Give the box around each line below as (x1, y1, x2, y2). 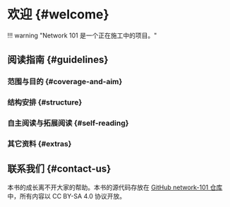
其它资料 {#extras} (7, 139, 72, 149)
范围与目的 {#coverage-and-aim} (7, 77, 123, 87)
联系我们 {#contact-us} (7, 163, 111, 175)
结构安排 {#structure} (7, 97, 83, 107)
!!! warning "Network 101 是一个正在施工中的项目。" (7, 31, 157, 40)
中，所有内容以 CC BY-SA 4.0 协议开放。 (7, 191, 126, 200)
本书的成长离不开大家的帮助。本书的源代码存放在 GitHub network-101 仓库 (7, 183, 223, 191)
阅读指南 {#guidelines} (7, 54, 109, 66)
